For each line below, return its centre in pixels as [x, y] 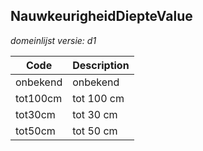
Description [101, 65]
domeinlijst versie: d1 [53, 40]
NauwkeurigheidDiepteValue [101, 16]
